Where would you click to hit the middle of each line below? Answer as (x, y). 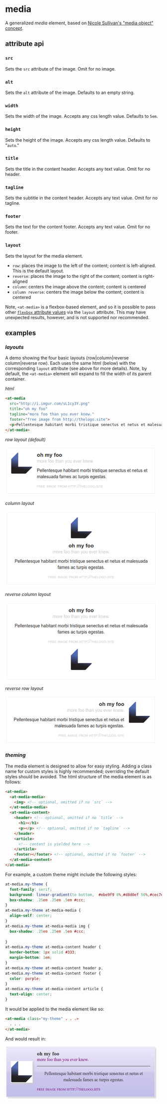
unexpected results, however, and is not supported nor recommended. (77, 317)
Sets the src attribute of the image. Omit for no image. (60, 69)
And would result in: (26, 1039)
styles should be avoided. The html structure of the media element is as (79, 776)
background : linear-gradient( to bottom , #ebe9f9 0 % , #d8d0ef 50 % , (80, 895)
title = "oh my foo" (29, 409)
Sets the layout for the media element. (44, 256)
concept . (14, 28)
